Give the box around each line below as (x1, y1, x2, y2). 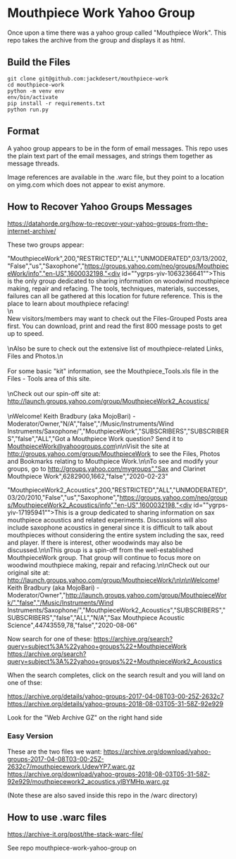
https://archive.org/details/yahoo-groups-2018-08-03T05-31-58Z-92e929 (7, 700, 224, 708)
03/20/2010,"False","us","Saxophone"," (7, 493, 120, 502)
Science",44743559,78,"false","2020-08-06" (7, 621, 137, 630)
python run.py (7, 106, 49, 113)
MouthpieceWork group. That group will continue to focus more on (7, 554, 201, 562)
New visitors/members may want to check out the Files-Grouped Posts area (7, 315, 228, 323)
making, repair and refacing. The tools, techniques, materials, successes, (7, 284, 220, 293)
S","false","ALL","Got (7, 435, 66, 443)
